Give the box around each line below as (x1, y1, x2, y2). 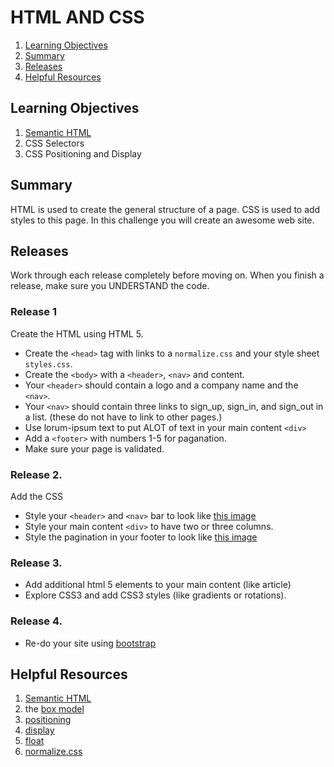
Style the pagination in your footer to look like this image (24, 531, 258, 543)
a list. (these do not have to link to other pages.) (24, 411, 223, 423)
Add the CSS (10, 490, 63, 502)
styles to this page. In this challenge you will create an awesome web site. (10, 214, 315, 226)
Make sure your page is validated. (24, 442, 165, 455)
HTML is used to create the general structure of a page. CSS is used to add (10, 203, 321, 215)
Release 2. (10, 467, 63, 481)
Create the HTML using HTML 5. (10, 327, 144, 340)
